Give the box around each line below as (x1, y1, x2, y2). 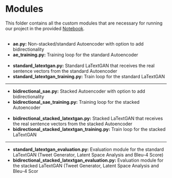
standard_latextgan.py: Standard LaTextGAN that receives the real (12, 62, 155, 69)
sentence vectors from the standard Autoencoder (12, 68, 118, 74)
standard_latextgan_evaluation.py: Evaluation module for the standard (12, 146, 164, 152)
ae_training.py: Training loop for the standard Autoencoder (12, 52, 138, 58)
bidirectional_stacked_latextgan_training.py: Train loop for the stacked (12, 126, 166, 132)
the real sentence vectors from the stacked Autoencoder (12, 121, 133, 127)
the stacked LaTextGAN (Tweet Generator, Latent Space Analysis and (12, 162, 159, 169)
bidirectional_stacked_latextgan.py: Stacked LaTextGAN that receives (12, 115, 163, 121)
